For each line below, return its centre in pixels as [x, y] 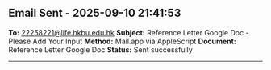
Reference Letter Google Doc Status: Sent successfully [101, 49]
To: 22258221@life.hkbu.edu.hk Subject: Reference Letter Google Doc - [129, 32]
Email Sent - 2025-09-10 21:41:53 [95, 13]
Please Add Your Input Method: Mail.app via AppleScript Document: [122, 41]
